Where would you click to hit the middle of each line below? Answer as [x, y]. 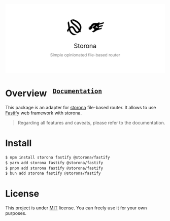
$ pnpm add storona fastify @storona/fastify [54, 168]
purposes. [16, 213]
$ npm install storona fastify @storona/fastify [58, 157]
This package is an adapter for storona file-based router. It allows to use [81, 107]
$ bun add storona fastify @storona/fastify [53, 173]
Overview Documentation [54, 93]
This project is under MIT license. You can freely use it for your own [76, 208]
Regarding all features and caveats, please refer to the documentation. [91, 122]
